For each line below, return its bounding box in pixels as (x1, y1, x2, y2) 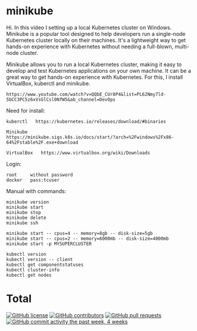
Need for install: (6, 107, 46, 114)
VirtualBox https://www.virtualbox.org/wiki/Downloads (6, 150, 151, 156)
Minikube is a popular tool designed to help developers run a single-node (6, 30, 186, 37)
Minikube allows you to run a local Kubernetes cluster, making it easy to (6, 61, 182, 68)
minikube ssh (6, 219, 39, 226)
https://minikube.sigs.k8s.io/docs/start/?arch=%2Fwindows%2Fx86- (6, 134, 174, 140)
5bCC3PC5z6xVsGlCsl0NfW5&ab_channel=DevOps (6, 97, 116, 103)
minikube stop (6, 209, 42, 215)
